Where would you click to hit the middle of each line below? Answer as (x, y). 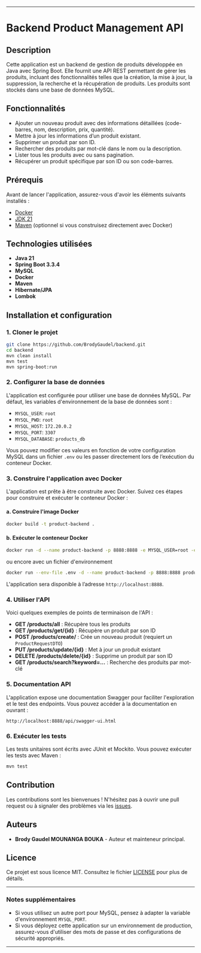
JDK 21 (24, 218)
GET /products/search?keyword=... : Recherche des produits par (96, 662)
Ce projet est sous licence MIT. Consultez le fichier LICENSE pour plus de (97, 872)
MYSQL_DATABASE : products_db (50, 439)
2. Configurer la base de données (56, 382)
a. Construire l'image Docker (43, 511)
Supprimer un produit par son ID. (55, 142)
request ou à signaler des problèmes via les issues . (69, 806)
